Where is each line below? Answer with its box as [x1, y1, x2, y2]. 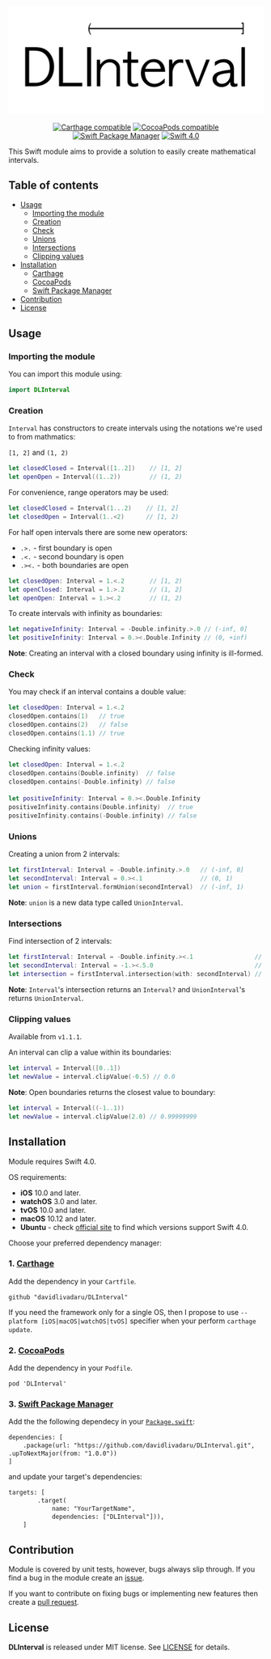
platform [8, 1317, 38, 1326]
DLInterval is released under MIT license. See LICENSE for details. [8, 1642, 231, 1653]
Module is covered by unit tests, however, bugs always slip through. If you [8, 1564, 256, 1574]
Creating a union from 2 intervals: [8, 849, 121, 859]
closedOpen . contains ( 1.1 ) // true [8, 729, 125, 738]
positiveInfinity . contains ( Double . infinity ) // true [8, 804, 194, 812]
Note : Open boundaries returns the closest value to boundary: [8, 1087, 216, 1097]
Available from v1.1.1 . [8, 1032, 83, 1042]
